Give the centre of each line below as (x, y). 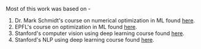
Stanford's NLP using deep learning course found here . (84, 40)
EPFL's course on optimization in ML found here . (76, 27)
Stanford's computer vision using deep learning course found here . (99, 33)
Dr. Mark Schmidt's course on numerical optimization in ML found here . (105, 20)
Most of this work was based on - (48, 9)
